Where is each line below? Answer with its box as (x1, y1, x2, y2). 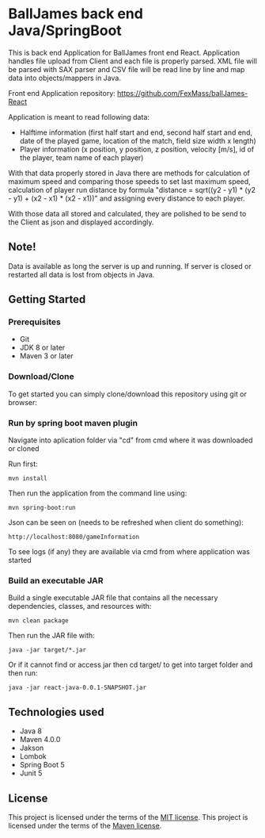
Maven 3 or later (19, 351, 74, 361)
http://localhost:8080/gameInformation (8, 533, 140, 541)
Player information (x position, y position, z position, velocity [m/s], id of (19, 144, 255, 154)
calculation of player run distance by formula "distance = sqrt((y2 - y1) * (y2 (8, 185, 256, 194)
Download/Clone (8, 371, 74, 382)
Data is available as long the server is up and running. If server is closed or (8, 261, 252, 270)
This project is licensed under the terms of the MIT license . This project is (8, 812, 248, 821)
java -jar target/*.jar (8, 646, 87, 654)
